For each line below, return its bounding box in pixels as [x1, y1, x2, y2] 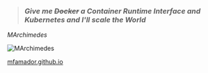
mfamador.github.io [7, 58, 64, 66]
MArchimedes [7, 31, 47, 39]
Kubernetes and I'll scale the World [24, 15, 146, 24]
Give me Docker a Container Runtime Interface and [24, 6, 201, 16]
